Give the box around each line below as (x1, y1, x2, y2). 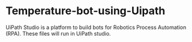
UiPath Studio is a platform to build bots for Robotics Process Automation (5, 24, 187, 31)
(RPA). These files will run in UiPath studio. (5, 30, 112, 37)
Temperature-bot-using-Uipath (5, 4, 166, 18)
